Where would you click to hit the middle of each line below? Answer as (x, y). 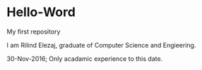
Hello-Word (41, 12)
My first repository (34, 31)
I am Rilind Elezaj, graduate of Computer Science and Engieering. (101, 45)
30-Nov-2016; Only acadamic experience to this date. (85, 58)
